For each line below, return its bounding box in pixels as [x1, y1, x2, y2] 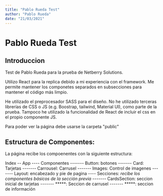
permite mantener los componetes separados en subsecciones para [5, 84, 142, 90]
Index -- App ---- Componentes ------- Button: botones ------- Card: [5, 160, 145, 166]
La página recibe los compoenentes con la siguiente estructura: [5, 151, 133, 157]
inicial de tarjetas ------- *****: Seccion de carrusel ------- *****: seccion [5, 181, 154, 187]
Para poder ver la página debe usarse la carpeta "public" [5, 124, 119, 130]
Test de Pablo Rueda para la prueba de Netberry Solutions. [5, 69, 123, 76]
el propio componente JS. [5, 114, 57, 120]
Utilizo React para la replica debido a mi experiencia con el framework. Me [5, 79, 154, 85]
